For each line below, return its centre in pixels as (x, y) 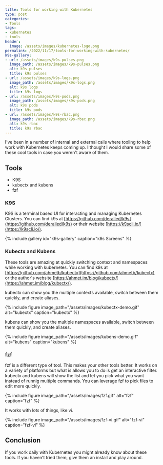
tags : (10, 28)
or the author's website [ (30, 278)
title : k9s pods (26, 110)
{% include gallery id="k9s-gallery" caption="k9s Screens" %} (68, 239)
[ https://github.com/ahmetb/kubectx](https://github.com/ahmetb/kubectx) (80, 272)
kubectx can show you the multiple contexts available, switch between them (82, 292)
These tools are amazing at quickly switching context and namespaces (76, 262)
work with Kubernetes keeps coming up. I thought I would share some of (78, 147)
